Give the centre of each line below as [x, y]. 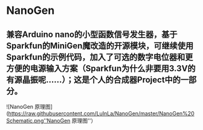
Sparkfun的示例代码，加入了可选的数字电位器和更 [100, 57]
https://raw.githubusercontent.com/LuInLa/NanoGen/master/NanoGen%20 [101, 113]
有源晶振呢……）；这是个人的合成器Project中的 [94, 80]
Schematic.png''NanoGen [38, 121]
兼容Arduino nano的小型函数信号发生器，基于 [92, 34]
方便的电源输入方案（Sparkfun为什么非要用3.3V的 [101, 68]
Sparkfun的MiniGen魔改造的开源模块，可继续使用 [100, 46]
